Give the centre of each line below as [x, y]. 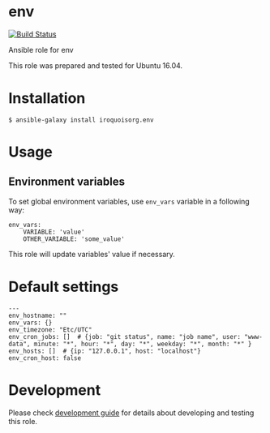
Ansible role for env [41, 49]
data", [19, 344]
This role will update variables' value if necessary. [92, 254]
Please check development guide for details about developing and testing [131, 413]
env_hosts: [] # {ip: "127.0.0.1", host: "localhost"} [105, 351]
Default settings [64, 287]
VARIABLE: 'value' [54, 232]
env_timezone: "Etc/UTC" [50, 330]
